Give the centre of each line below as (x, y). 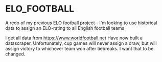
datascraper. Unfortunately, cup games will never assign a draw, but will (81, 43)
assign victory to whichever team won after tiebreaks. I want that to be (79, 48)
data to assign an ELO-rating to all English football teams (65, 28)
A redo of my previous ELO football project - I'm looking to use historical (81, 23)
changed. (15, 54)
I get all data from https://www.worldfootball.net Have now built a (74, 38)
